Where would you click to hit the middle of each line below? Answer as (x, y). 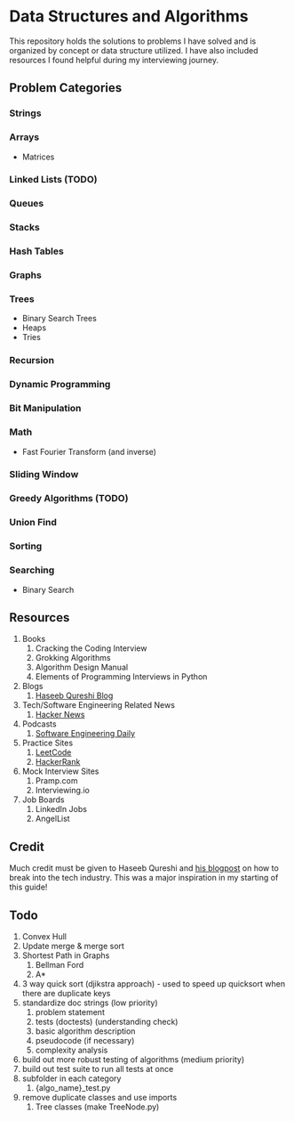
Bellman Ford (60, 964)
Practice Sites (48, 743)
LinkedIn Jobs (61, 809)
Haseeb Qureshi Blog (74, 695)
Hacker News (60, 715)
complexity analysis (72, 1050)
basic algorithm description (85, 1031)
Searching (32, 570)
